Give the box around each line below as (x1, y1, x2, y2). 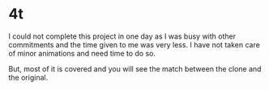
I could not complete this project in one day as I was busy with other (8, 31, 237, 41)
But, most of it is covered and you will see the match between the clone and (8, 63, 262, 73)
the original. (8, 72, 49, 82)
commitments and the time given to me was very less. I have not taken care (8, 39, 261, 49)
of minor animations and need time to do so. (8, 48, 156, 58)
